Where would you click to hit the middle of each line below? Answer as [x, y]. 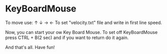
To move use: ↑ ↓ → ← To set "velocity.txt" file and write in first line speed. [84, 22]
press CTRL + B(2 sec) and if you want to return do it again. [67, 37]
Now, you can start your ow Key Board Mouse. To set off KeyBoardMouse [81, 32]
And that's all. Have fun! [30, 47]
